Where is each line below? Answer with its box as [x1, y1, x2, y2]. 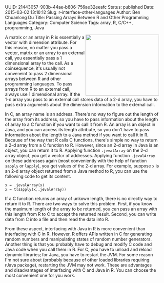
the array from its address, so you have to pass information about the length [5, 117, 158, 122]
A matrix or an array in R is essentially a [5, 34, 84, 40]
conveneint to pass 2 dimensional [5, 71, 73, 76]
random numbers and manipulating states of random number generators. [5, 236, 152, 242]
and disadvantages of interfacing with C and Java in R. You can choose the [5, 267, 156, 273]
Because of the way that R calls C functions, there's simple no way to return [5, 137, 158, 143]
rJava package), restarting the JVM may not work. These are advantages [5, 262, 152, 268]
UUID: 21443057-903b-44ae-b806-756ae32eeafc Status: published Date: [5, 4, 155, 10]
